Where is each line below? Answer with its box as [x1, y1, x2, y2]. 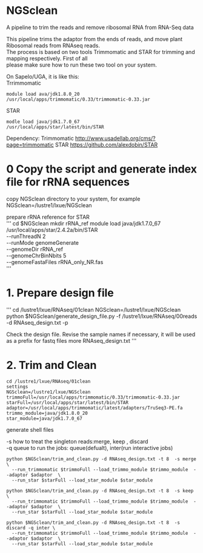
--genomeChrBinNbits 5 [6, 252, 67, 259]
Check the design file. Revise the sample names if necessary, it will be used [6, 331, 196, 338]
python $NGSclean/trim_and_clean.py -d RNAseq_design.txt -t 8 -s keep [6, 488, 194, 494]
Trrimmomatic [6, 79, 41, 87]
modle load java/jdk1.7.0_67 [6, 119, 80, 125]
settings [6, 383, 28, 389]
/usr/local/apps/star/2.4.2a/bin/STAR [6, 226, 98, 233]
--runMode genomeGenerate [6, 239, 79, 246]
